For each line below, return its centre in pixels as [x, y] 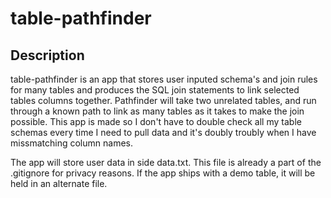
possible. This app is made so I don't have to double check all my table [156, 121]
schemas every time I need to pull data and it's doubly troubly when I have [163, 132]
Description [47, 55]
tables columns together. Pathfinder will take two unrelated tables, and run [163, 100]
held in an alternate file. [59, 183]
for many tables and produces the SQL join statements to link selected [155, 90]
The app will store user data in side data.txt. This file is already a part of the [166, 162]
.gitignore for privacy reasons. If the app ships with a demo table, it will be [163, 173]
